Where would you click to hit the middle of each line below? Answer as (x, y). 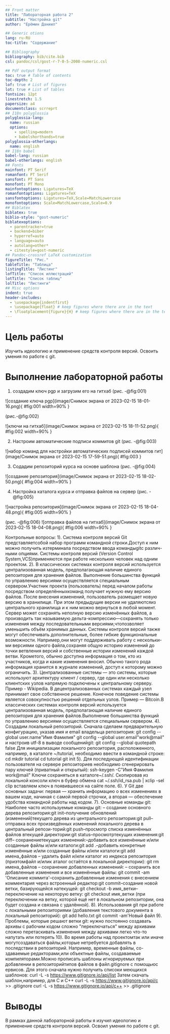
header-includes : (24, 298)
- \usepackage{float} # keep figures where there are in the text (81, 307)
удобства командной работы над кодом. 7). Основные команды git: (78, 802)
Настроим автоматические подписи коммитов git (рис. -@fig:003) (84, 441)
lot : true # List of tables (35, 90)
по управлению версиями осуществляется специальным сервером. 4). (83, 721)
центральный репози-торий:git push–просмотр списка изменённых (78, 829)
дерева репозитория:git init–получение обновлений (61, 813)
